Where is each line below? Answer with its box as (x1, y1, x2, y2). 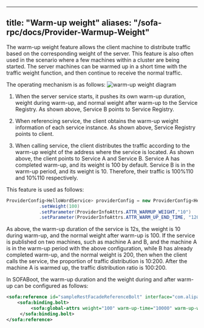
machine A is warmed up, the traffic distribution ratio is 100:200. (6, 264, 167, 272)
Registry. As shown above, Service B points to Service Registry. (15, 105, 175, 113)
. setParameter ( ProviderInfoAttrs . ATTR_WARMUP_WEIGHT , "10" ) (38, 209, 191, 215)
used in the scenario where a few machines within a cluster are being (6, 56, 180, 64)
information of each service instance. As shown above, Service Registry (15, 124, 196, 131)
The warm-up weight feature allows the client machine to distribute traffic (6, 43, 191, 50)
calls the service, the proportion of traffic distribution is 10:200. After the (6, 258, 188, 265)
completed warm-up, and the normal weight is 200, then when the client (6, 251, 188, 258)
